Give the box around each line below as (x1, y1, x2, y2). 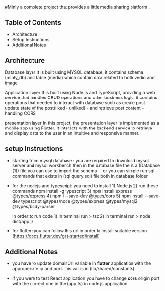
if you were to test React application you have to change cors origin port (12, 275, 160, 281)
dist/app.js (12, 219, 34, 225)
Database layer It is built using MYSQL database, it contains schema (5, 69, 144, 75)
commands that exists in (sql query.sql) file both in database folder (12, 173, 148, 179)
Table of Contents (5, 18, 62, 27)
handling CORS (5, 110, 36, 116)
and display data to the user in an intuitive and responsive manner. (5, 130, 140, 136)
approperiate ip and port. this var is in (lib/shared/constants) (12, 266, 135, 272)
